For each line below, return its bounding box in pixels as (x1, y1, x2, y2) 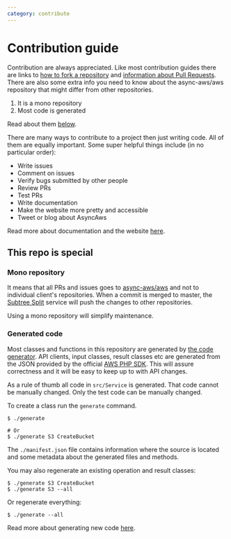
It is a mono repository (17, 99, 82, 107)
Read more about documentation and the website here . (7, 227, 166, 235)
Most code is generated (17, 106, 86, 115)
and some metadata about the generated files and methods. (7, 453, 180, 461)
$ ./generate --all (7, 511, 64, 518)
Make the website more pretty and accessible (17, 206, 148, 214)
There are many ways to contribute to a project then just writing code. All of (7, 133, 224, 141)
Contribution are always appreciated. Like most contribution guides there (7, 63, 217, 72)
